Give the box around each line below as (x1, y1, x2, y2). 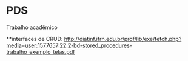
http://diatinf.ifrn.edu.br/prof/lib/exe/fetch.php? (64, 35, 182, 42)
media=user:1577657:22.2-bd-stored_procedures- (6, 42, 132, 49)
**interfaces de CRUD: (6, 35, 63, 42)
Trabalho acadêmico (6, 24, 58, 31)
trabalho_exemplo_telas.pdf (6, 48, 75, 55)
